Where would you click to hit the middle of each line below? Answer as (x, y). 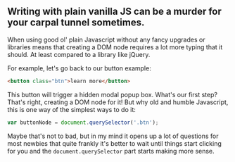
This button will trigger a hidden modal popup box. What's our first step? (113, 94)
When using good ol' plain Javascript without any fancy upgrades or (106, 39)
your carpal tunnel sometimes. (76, 23)
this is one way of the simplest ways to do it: (71, 109)
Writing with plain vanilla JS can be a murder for (114, 12)
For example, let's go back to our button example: (79, 68)
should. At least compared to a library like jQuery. (79, 54)
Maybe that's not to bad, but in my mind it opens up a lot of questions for (113, 136)
